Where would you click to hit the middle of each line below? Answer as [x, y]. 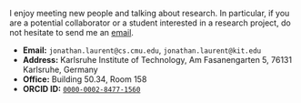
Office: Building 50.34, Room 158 [85, 79]
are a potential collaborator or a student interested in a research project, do [150, 23]
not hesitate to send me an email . [72, 32]
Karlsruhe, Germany [60, 69]
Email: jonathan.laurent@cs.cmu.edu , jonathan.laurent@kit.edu [142, 50]
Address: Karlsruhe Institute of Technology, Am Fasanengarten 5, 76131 [157, 60]
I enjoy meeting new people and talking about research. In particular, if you [150, 13]
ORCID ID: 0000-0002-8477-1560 [81, 89]
